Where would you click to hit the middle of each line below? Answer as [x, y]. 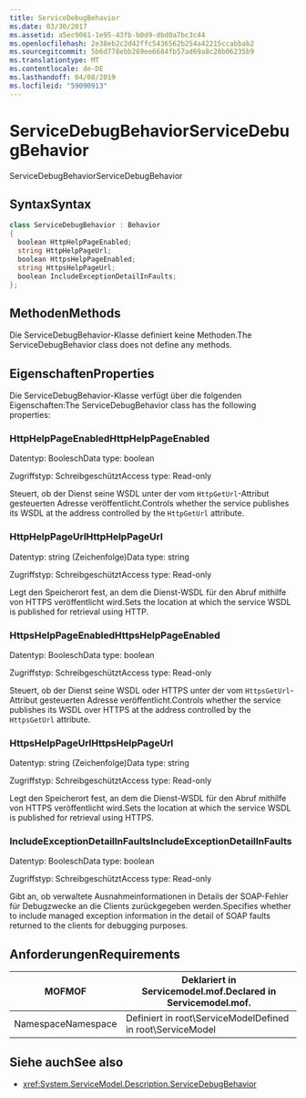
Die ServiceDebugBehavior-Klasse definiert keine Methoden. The [131, 335]
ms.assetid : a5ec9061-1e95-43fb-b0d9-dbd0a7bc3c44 [107, 35]
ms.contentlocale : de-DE [56, 69]
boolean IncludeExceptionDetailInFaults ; [97, 276]
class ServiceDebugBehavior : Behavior [85, 225]
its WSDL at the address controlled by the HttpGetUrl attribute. [127, 513]
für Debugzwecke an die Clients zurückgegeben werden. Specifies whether [150, 906]
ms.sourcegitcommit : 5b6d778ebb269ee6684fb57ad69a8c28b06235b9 [132, 52]
